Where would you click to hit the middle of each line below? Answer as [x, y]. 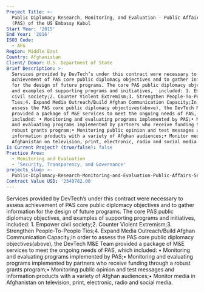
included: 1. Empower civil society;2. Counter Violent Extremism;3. [89, 224]
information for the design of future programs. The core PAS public [90, 211]
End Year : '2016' [28, 35]
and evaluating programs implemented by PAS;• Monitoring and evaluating [100, 256]
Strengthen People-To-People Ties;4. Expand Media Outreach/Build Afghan [101, 231]
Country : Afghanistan [34, 57]
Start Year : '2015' [31, 29]
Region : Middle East [32, 52]
